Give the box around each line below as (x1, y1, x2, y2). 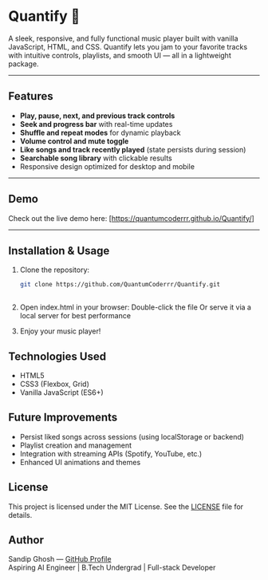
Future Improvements (8, 411, 118, 424)
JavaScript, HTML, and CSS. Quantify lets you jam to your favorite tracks (8, 41, 248, 51)
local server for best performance (19, 311, 132, 321)
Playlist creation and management (19, 440, 132, 450)
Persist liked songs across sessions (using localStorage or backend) (19, 432, 245, 441)
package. (8, 59, 39, 69)
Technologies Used (8, 349, 106, 363)
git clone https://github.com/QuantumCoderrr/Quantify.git (19, 281, 221, 289)
